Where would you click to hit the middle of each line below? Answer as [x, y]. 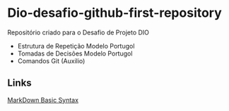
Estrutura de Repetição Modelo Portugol [76, 46]
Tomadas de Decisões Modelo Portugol [75, 53]
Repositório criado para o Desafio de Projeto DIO [78, 32]
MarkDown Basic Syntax [43, 100]
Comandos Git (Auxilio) [51, 60]
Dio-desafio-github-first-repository [115, 13]
